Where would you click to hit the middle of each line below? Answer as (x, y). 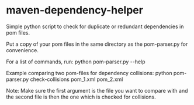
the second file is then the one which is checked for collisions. (81, 97)
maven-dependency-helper (75, 10)
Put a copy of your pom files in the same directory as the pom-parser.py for (97, 44)
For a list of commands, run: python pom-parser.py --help (76, 62)
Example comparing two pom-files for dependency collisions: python (89, 73)
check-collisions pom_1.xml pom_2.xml (77, 79)
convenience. (22, 50)
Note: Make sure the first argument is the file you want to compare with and (97, 90)
